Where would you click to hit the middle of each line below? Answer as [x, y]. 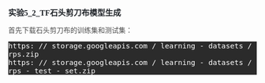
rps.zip [24, 54]
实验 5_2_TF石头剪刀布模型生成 [65, 13]
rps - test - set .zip [52, 70]
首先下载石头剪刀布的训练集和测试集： [70, 31]
